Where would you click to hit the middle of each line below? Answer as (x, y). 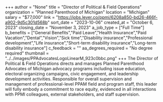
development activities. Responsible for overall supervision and (69, 79)
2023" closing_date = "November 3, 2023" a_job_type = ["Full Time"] (75, 28)
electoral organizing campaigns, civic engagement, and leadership (72, 74)
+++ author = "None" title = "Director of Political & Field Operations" (73, 7)
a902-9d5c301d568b (26, 22)
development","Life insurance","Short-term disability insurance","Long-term (81, 43)
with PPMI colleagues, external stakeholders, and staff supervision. (72, 94)
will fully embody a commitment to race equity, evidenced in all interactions (81, 89)
